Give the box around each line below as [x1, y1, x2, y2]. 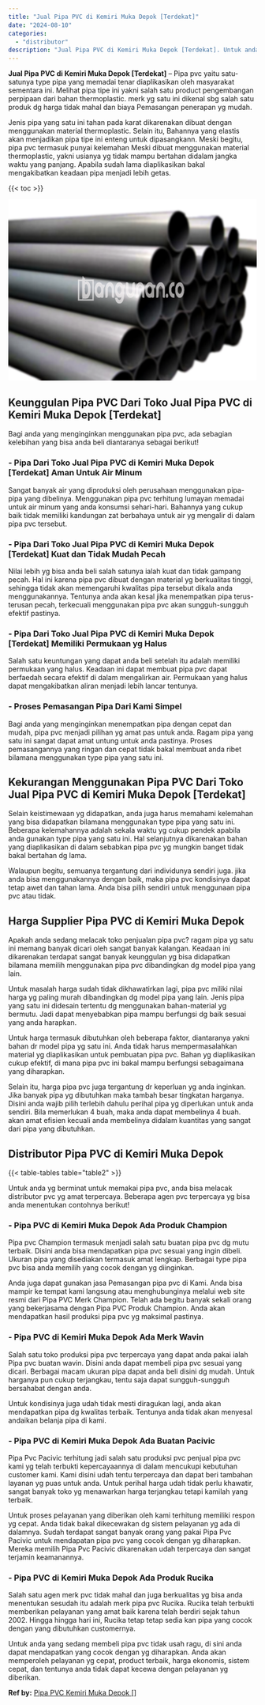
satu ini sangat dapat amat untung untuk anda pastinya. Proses [8, 735, 213, 745]
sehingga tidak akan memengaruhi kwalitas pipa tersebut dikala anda [8, 584, 233, 593]
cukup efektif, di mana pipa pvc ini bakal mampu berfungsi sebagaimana [8, 1058, 244, 1068]
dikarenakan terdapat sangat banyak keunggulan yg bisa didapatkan [8, 952, 230, 962]
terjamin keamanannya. [8, 1552, 84, 1562]
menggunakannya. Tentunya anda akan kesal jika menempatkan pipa [8, 592, 233, 601]
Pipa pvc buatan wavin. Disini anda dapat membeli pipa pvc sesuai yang [8, 1358, 242, 1367]
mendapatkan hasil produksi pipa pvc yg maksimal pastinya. [8, 1312, 203, 1321]
